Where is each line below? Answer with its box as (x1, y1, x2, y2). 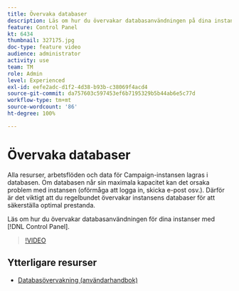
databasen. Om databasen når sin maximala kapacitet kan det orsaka (7, 178, 210, 186)
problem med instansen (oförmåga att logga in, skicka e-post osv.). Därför (7, 185, 225, 194)
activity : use (7, 57, 50, 64)
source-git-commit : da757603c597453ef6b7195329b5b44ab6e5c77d (7, 90, 196, 97)
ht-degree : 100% (7, 110, 55, 117)
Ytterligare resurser (7, 257, 97, 269)
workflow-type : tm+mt (7, 97, 72, 104)
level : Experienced (7, 76, 65, 84)
